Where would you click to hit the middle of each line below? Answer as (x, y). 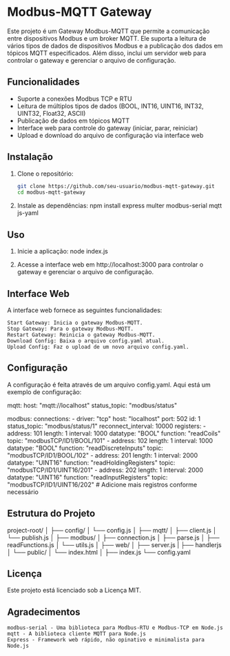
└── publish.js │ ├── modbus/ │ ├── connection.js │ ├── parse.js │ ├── (113, 537)
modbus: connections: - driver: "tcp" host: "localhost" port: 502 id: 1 (104, 418)
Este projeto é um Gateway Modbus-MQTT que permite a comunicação (108, 31)
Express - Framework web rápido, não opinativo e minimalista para (106, 640)
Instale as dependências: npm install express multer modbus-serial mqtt (119, 206)
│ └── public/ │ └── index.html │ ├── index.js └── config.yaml (99, 552)
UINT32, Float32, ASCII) (51, 113)
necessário (23, 492)
